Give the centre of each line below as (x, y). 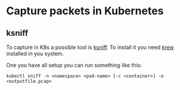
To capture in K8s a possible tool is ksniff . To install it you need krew (90, 47)
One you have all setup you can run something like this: (74, 65)
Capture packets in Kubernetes (85, 11)
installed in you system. (35, 54)
